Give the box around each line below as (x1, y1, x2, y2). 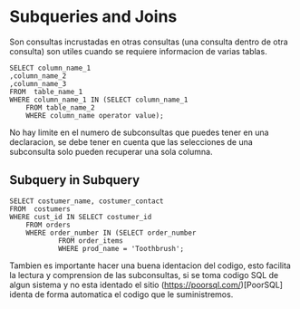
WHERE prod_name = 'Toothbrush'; (57, 244, 184, 253)
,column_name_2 (9, 71, 67, 81)
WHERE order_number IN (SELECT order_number (25, 228, 197, 237)
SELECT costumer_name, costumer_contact (9, 197, 165, 206)
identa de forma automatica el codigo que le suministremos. (9, 288, 234, 300)
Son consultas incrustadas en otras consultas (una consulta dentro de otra (9, 36, 288, 47)
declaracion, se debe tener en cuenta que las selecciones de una (9, 136, 254, 147)
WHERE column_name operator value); (25, 111, 165, 120)
